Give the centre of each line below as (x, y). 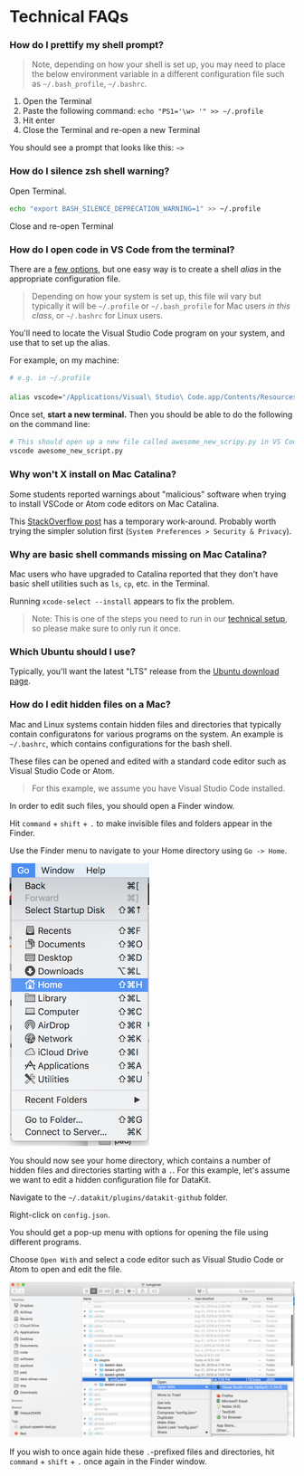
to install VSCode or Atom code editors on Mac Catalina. (114, 503)
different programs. (45, 1242)
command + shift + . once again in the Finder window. (108, 1462)
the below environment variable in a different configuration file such (158, 74)
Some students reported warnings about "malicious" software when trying (148, 494)
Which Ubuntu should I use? (72, 652)
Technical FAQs (69, 17)
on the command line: (50, 424)
